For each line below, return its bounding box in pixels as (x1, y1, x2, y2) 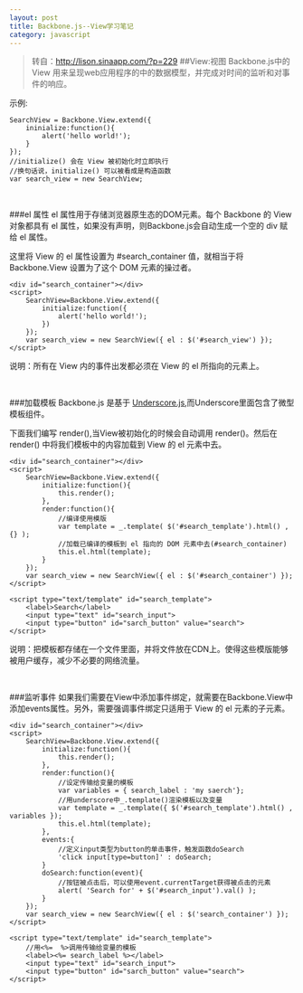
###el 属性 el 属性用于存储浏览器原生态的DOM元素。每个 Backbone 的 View (9, 209, 292, 220)
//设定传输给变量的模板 (57, 779, 134, 788)
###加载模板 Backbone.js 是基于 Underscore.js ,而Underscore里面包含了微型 (9, 397, 295, 408)
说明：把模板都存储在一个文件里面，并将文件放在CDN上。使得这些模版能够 (9, 644, 289, 655)
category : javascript (9, 30, 91, 39)
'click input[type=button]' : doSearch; (57, 853, 213, 862)
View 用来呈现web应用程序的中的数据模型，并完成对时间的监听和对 (31, 67, 283, 78)
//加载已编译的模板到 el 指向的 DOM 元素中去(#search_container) (57, 540, 288, 549)
